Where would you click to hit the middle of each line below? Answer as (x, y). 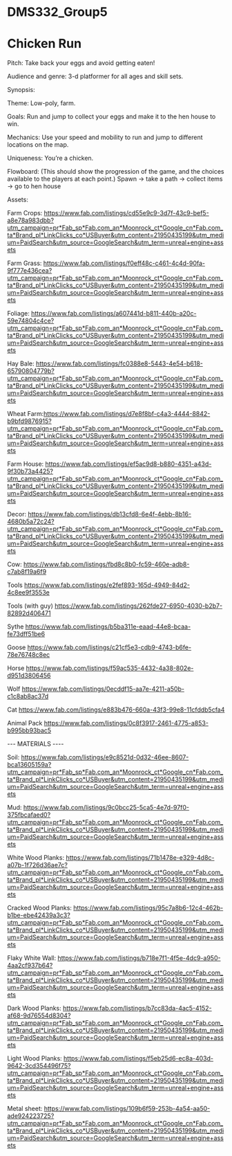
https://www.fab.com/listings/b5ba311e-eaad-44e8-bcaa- (108, 626)
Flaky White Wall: (32, 958)
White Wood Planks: (36, 858)
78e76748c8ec (29, 655)
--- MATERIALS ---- (36, 744)
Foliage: (18, 314)
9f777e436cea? (30, 271)
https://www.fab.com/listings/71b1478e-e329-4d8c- (140, 858)
